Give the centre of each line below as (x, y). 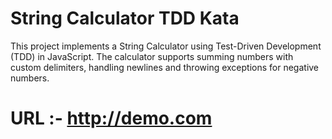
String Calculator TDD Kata (125, 18)
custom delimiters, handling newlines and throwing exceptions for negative (165, 67)
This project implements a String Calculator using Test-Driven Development (166, 46)
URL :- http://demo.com (111, 118)
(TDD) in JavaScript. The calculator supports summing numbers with (152, 56)
